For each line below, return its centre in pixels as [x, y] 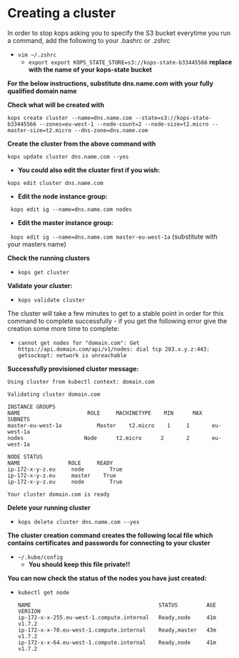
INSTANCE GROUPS [31, 407]
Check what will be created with [56, 104]
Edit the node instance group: [62, 196]
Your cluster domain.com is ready [59, 494]
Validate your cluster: [40, 285]
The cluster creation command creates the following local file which [110, 535]
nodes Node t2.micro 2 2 [99, 438]
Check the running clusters [49, 258]
